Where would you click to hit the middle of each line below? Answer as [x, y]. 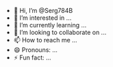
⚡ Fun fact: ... [32, 57]
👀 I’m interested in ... [42, 18]
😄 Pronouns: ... [36, 50]
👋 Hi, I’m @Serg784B [43, 11]
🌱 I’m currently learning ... [50, 25]
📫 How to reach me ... [45, 40]
